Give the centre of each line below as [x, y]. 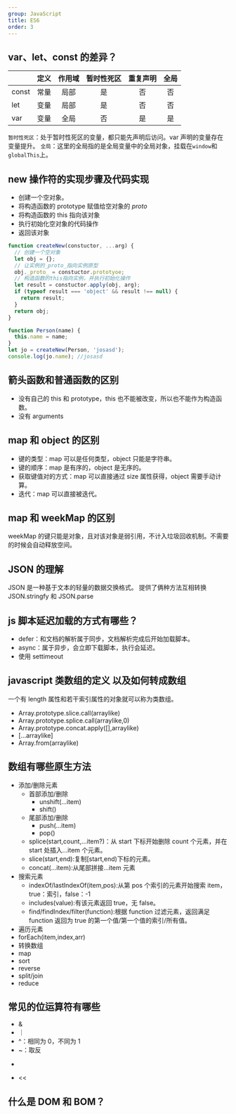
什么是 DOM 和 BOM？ [57, 1102]
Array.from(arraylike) [48, 743]
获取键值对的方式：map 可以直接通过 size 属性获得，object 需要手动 [117, 476]
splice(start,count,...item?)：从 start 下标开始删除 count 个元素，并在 [128, 841]
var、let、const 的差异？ [63, 57]
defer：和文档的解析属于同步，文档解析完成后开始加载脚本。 [106, 639]
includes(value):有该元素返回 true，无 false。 [94, 902]
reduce [28, 983]
